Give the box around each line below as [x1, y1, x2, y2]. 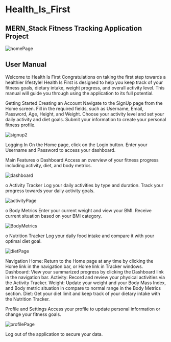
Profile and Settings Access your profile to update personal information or [5, 306, 161, 312]
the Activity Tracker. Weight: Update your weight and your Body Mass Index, [5, 280, 166, 286]
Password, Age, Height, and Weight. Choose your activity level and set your [5, 111, 164, 117]
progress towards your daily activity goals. [5, 188, 95, 194]
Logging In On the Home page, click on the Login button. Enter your [5, 142, 148, 148]
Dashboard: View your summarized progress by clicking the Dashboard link [5, 268, 164, 275]
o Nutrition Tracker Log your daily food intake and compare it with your [5, 233, 155, 239]
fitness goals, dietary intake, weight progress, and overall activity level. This [5, 84, 165, 90]
